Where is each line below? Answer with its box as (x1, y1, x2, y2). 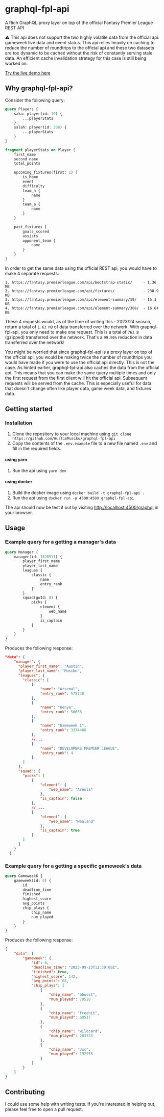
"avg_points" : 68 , (31, 979, 69, 984)
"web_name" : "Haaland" (48, 819, 95, 824)
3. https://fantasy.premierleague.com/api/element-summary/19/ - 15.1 (5, 297, 157, 302)
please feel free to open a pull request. (5, 1106, 83, 1112)
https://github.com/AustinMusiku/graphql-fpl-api (12, 436, 116, 441)
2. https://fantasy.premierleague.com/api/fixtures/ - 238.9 (5, 288, 159, 293)
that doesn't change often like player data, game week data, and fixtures (5, 385, 151, 391)
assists (23, 234, 38, 238)
